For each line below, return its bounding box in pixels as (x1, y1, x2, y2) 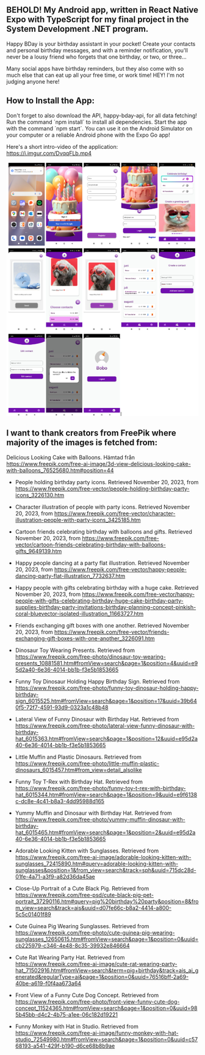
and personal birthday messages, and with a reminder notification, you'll (6, 46, 188, 54)
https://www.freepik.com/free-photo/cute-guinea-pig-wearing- (15, 929, 175, 936)
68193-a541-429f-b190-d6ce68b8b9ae (15, 1042, 115, 1050)
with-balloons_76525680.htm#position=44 (6, 467, 114, 474)
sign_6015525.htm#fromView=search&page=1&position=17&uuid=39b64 (15, 697, 197, 704)
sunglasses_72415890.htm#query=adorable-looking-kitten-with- (15, 860, 179, 867)
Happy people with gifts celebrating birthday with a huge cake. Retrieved (15, 584, 199, 591)
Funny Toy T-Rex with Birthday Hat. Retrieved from (15, 778, 143, 785)
